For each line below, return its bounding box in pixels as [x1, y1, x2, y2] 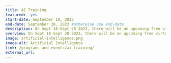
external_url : [5, 50, 36, 55]
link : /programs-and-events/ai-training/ [5, 45, 95, 50]
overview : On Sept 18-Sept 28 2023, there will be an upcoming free [5, 31, 154, 36]
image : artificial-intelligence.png [5, 36, 83, 41]
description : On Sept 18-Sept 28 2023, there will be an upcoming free [5, 26, 160, 31]
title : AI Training [5, 7, 47, 13]
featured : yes [5, 12, 38, 17]
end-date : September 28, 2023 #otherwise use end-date [5, 21, 124, 27]
